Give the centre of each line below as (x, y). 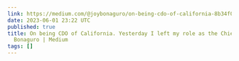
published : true (31, 27)
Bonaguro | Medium (41, 40)
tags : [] (20, 46)
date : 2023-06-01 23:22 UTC (49, 20)
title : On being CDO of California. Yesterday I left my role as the (113, 33)
